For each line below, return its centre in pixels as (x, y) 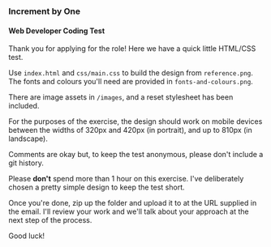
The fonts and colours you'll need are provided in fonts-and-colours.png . (131, 82)
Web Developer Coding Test (57, 31)
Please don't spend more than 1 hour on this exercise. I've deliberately (126, 179)
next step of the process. (50, 220)
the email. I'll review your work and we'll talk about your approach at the (129, 211)
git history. (26, 163)
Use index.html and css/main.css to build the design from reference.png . (131, 73)
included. (24, 106)
